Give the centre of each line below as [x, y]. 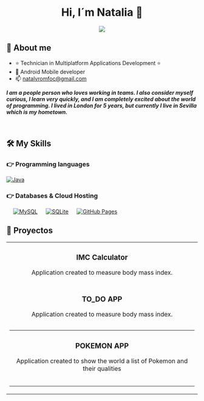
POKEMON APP [102, 346]
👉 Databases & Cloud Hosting [52, 196]
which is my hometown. [37, 112]
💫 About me [29, 48]
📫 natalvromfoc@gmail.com [51, 78]
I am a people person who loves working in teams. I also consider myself [100, 92]
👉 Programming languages [48, 165]
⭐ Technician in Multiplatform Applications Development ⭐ [88, 63]
